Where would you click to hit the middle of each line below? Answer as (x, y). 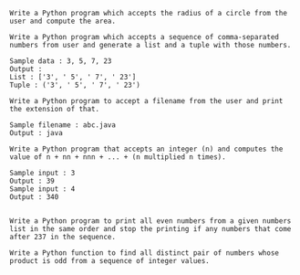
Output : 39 (32, 181)
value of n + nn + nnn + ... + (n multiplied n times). (118, 157)
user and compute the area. (63, 21)
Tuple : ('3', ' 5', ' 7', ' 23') (75, 85)
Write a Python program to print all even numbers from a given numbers (150, 221)
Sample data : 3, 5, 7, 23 (61, 61)
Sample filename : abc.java (63, 125)
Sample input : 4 (42, 189)
